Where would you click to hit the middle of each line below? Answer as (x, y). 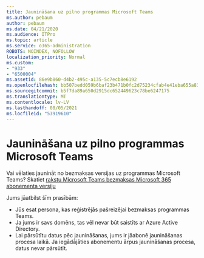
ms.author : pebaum (29, 18)
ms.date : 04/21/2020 (32, 29)
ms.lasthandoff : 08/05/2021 (42, 108)
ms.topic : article (29, 40)
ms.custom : (20, 63)
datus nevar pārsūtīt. (41, 248)
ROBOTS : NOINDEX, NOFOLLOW (40, 52)
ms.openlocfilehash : (32, 86)
